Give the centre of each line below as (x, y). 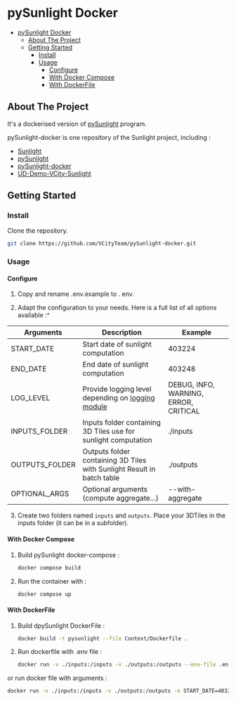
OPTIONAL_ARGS (40, 494)
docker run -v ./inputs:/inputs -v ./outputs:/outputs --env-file (117, 665)
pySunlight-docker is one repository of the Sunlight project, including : (109, 137)
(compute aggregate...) (121, 499)
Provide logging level (117, 390)
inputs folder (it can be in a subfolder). (73, 523)
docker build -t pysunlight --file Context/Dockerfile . (103, 638)
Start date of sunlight (117, 345)
